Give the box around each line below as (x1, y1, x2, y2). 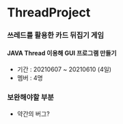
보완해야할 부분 (7, 92, 55, 102)
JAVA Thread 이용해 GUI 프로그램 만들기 (7, 49, 117, 57)
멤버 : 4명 (16, 74, 43, 82)
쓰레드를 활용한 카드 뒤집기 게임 (7, 31, 105, 40)
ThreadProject (7, 5, 91, 21)
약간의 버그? (16, 110, 50, 118)
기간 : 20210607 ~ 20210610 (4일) (16, 65, 111, 73)
